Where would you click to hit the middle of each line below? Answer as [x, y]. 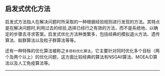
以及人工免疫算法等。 [31, 63]
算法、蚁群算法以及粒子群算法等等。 [42, 40]
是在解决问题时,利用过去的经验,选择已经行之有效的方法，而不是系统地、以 [80, 28]
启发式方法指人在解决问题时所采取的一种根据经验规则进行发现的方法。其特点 [82, 22]
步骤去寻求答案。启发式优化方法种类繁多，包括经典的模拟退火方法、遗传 [87, 34]
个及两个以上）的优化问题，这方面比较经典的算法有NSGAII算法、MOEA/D [79, 57]
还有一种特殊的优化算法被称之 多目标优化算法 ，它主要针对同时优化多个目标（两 [82, 50]
